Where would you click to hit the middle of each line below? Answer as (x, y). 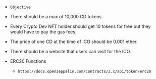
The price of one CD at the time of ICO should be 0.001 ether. (74, 42)
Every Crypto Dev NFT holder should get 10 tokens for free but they (80, 26)
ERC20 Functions (28, 61)
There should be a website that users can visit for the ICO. (70, 51)
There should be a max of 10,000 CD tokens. (56, 16)
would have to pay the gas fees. (43, 32)
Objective (20, 7)
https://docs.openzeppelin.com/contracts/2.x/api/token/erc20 (84, 71)
